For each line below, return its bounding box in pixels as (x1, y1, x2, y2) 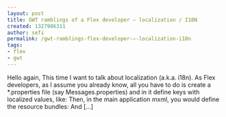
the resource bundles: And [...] (7, 102, 94, 110)
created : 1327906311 (7, 23, 66, 29)
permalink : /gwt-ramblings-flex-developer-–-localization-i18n (7, 36, 192, 42)
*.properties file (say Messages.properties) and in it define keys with (7, 88, 200, 96)
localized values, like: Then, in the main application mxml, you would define (7, 95, 220, 103)
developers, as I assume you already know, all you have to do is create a (7, 80, 211, 89)
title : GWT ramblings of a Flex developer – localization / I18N (7, 16, 197, 23)
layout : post (7, 10, 45, 17)
